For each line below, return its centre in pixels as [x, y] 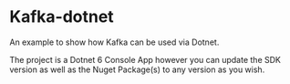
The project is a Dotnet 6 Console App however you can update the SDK [145, 59]
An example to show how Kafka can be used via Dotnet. [114, 42]
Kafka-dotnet [62, 17]
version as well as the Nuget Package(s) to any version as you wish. [137, 69]
